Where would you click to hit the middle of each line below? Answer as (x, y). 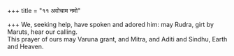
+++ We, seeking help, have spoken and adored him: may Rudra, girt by (111, 25)
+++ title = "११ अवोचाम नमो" (44, 11)
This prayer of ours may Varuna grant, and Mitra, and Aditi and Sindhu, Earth (117, 39)
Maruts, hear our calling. (43, 32)
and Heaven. (25, 46)
